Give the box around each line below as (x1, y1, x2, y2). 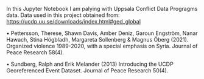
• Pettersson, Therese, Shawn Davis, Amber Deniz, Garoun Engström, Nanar (6, 30, 198, 37)
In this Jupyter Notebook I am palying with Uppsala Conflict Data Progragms (6, 5, 198, 12)
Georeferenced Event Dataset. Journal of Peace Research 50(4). (6, 67, 169, 74)
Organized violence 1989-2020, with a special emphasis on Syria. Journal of (6, 42, 198, 49)
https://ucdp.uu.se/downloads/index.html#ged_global (6, 18, 141, 25)
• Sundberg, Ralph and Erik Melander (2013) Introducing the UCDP (6, 60, 174, 68)
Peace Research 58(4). (6, 49, 65, 56)
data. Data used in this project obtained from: (6, 11, 120, 19)
